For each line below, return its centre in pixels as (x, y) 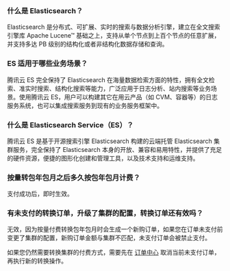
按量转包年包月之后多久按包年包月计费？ (74, 177)
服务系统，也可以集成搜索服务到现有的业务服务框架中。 (85, 105)
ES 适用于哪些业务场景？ (48, 64)
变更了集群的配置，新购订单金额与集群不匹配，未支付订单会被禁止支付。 (109, 238)
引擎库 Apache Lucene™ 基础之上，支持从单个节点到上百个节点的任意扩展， (114, 36)
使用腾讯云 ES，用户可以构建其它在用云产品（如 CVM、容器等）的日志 (118, 96)
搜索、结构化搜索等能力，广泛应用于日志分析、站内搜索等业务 (124, 88)
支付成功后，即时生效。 (40, 194)
